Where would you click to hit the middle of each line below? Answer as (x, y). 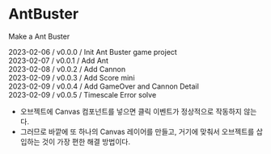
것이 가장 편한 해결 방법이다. (86, 141)
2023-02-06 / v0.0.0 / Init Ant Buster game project (93, 52)
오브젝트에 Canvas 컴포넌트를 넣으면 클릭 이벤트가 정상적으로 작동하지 (131, 111)
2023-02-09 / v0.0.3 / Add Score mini (72, 77)
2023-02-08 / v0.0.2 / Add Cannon (67, 69)
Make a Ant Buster (39, 36)
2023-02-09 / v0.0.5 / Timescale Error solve (83, 94)
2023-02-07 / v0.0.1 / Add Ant (59, 60)
